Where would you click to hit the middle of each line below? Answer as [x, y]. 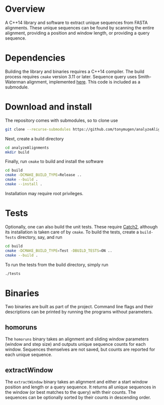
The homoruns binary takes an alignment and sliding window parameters [77, 339]
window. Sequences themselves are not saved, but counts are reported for [80, 349]
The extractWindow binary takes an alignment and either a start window [76, 382]
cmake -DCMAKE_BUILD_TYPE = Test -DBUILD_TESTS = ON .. [59, 250]
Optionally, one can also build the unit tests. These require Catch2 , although [81, 226]
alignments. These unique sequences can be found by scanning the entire [80, 27]
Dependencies [35, 58]
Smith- [145, 76]
